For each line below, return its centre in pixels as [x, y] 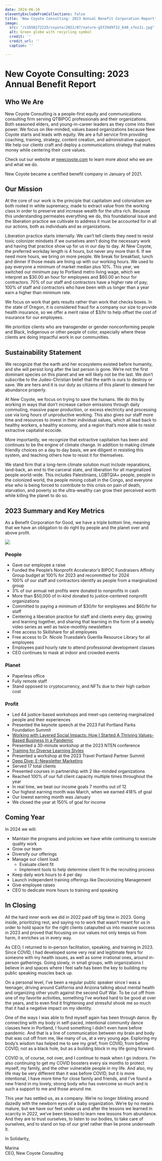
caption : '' [22, 46]
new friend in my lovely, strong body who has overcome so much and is [77, 1083]
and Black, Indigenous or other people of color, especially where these [75, 332]
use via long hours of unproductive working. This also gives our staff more [79, 415]
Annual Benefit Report [51, 84]
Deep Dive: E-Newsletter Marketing [47, 761]
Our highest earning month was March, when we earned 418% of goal [82, 792]
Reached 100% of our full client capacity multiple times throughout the [82, 776]
